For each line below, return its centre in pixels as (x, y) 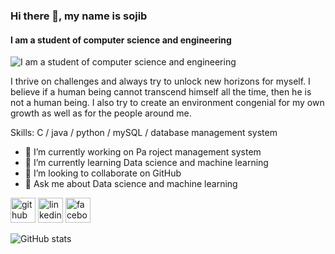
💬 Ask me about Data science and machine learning (131, 184)
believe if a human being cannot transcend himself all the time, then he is (161, 92)
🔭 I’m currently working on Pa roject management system (143, 152)
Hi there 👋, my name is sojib (79, 16)
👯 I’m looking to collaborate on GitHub (103, 173)
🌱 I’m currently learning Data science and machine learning (146, 163)
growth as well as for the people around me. (101, 113)
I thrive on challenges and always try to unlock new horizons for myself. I (160, 81)
